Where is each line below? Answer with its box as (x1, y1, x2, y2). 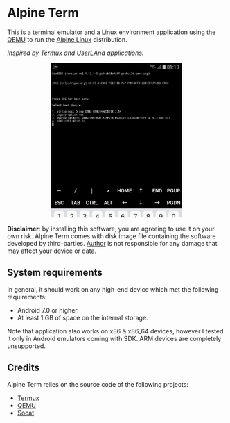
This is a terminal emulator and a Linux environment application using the (7, 28, 216, 36)
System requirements (7, 267, 103, 279)
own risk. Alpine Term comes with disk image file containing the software (7, 232, 216, 240)
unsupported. (7, 342, 46, 350)
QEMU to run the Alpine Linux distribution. (7, 35, 127, 43)
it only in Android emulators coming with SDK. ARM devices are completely (7, 334, 222, 342)
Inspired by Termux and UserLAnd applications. (7, 49, 144, 57)
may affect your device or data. (7, 247, 97, 255)
